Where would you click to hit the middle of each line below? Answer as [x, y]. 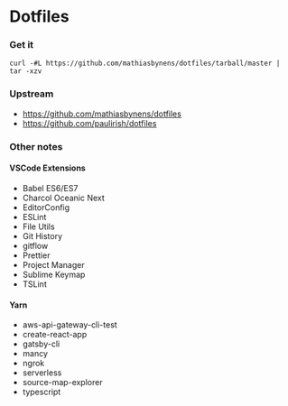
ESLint [34, 217]
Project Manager [53, 264]
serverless [42, 373]
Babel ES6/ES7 [50, 188]
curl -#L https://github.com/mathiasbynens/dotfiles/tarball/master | [145, 64]
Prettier [36, 255]
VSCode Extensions [47, 168]
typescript [42, 392]
